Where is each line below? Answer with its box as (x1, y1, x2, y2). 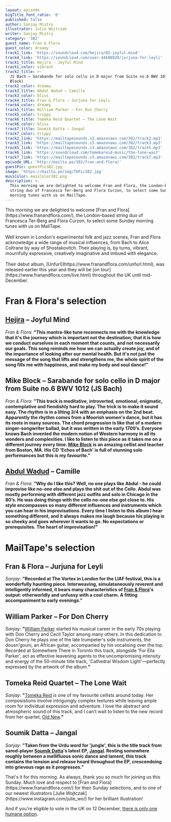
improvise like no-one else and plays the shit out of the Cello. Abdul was (5, 486, 161, 492)
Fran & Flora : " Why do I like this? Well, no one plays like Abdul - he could (5, 481, 161, 487)
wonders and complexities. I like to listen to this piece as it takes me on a (5, 436, 162, 442)
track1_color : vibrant (5, 64, 53, 69)
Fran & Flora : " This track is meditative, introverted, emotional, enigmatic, (5, 398, 163, 404)
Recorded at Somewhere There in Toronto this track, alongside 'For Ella (5, 647, 155, 654)
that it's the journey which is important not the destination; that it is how (5, 334, 161, 340)
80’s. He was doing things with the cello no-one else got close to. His (5, 497, 154, 503)
